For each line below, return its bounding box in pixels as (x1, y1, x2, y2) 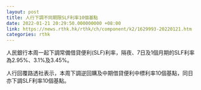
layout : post (6, 9, 40, 15)
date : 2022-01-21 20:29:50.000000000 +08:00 (6, 20, 121, 26)
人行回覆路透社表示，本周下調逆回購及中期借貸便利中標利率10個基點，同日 (6, 69, 194, 77)
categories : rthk (6, 32, 51, 38)
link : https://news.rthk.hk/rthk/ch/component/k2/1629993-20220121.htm (6, 26, 192, 32)
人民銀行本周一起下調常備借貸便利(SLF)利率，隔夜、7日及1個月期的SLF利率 (6, 49, 195, 57)
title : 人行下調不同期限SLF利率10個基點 (6, 15, 99, 21)
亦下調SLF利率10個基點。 (6, 77, 70, 85)
